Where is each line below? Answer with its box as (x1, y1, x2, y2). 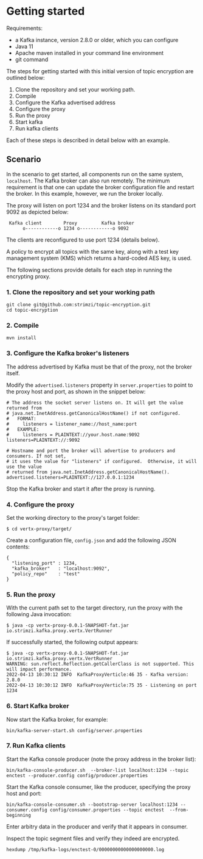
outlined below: (6, 74, 45, 81)
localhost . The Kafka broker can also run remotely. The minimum (6, 177, 170, 184)
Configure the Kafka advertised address (15, 99, 115, 106)
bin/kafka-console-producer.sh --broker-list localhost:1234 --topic (6, 767, 189, 773)
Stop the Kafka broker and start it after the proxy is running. (6, 485, 156, 492)
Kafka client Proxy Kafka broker (9, 220, 135, 226)
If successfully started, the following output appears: (6, 639, 139, 646)
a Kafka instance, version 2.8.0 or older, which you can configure (15, 36, 179, 43)
